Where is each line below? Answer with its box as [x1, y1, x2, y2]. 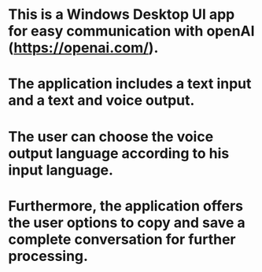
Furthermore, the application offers [8, 197, 244, 215]
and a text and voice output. [8, 92, 195, 109]
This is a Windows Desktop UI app [8, 6, 235, 24]
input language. [8, 161, 114, 178]
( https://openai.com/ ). [8, 39, 159, 57]
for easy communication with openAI [8, 22, 255, 40]
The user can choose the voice [8, 127, 214, 145]
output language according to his [8, 144, 230, 162]
